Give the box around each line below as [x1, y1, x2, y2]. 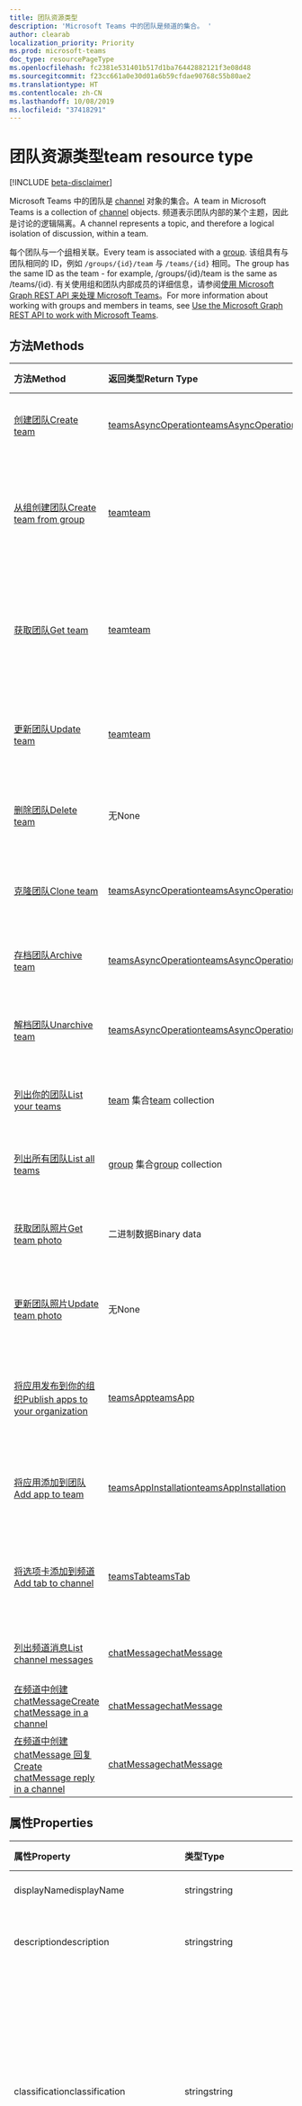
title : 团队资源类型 [9, 13, 78, 22]
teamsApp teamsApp [107, 1392, 195, 1403]
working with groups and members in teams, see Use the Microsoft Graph [9, 300, 283, 311]
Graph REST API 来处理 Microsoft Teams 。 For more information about [9, 290, 268, 301]
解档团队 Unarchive [13, 1018, 93, 1031]
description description [13, 1935, 110, 1948]
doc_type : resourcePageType [9, 55, 115, 64]
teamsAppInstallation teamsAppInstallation [107, 1482, 286, 1493]
